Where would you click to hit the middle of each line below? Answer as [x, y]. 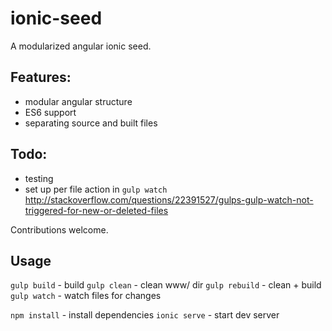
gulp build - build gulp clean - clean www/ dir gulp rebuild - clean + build [166, 285]
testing [39, 178]
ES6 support [50, 112]
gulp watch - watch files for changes [86, 296]
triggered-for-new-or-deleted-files [96, 210]
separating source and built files [91, 123]
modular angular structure [78, 101]
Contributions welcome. [59, 229]
